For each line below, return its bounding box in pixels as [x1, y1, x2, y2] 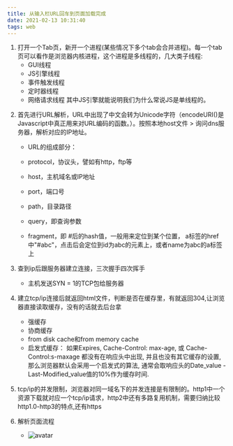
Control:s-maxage [27, 352, 80, 361]
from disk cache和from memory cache [27, 335, 140, 343]
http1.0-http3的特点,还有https [17, 403, 103, 411]
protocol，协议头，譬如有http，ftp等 [27, 158, 133, 166]
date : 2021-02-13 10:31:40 [7, 17, 86, 24]
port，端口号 [27, 187, 65, 196]
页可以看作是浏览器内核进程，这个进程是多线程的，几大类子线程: [17, 52, 203, 60]
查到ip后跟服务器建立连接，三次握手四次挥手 [17, 264, 145, 273]
